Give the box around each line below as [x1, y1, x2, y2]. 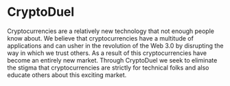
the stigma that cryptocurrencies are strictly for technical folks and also [7, 63, 209, 72]
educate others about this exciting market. [7, 70, 127, 79]
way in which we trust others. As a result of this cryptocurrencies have [7, 49, 207, 57]
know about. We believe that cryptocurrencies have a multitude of [7, 34, 194, 42]
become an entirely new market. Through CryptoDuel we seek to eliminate [7, 56, 218, 64]
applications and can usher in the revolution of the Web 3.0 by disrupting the [7, 41, 224, 50]
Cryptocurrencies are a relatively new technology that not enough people [7, 27, 215, 35]
